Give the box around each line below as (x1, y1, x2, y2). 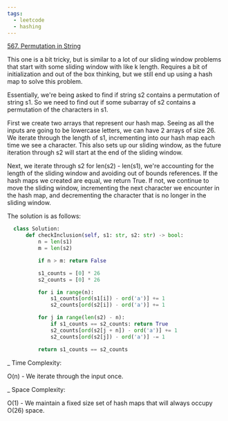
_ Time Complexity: (7, 358, 62, 367)
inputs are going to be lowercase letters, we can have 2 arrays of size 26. (7, 126, 216, 135)
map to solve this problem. (7, 78, 83, 86)
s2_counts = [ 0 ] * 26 (37, 276, 100, 283)
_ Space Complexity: (7, 385, 66, 393)
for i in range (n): (37, 289, 95, 296)
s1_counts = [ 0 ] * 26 (37, 269, 100, 277)
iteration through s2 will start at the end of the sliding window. (7, 148, 183, 156)
